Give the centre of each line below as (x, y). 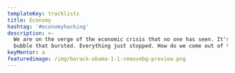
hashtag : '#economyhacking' (48, 26)
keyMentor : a (26, 53)
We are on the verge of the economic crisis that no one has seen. (114, 40)
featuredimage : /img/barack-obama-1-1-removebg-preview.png (97, 59)
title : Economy (29, 20)
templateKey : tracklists (43, 14)
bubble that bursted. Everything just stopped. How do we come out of (119, 46)
